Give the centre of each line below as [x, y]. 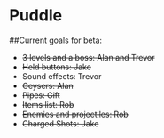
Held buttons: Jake [56, 67]
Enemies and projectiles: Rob [75, 114]
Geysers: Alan [47, 85]
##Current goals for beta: [56, 40]
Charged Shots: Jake [60, 123]
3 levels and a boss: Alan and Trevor [88, 57]
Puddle [36, 16]
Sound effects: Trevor [62, 76]
